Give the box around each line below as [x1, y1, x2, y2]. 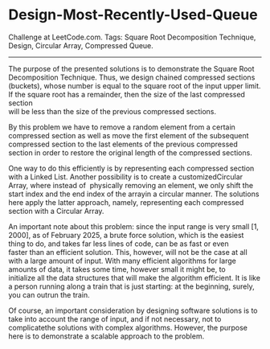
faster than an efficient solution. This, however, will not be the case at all [8, 247, 247, 257]
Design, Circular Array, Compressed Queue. [8, 40, 154, 50]
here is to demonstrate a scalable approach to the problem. [8, 331, 205, 341]
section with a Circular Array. [8, 206, 104, 216]
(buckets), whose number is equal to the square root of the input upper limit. [8, 80, 261, 90]
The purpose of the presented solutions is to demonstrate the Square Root [8, 64, 255, 73]
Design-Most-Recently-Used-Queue [8, 6, 259, 24]
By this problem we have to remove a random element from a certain [8, 122, 235, 132]
